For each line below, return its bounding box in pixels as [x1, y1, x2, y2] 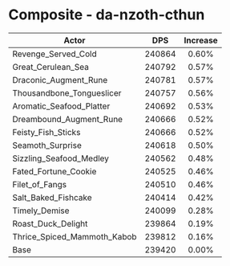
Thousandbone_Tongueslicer [12, 87, 122, 98]
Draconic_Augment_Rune [12, 74, 108, 85]
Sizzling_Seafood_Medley [12, 153, 110, 164]
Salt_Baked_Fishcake [12, 191, 92, 203]
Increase [184, 35, 218, 46]
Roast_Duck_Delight [12, 218, 88, 229]
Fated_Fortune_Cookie [12, 166, 97, 177]
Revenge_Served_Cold [12, 48, 98, 59]
